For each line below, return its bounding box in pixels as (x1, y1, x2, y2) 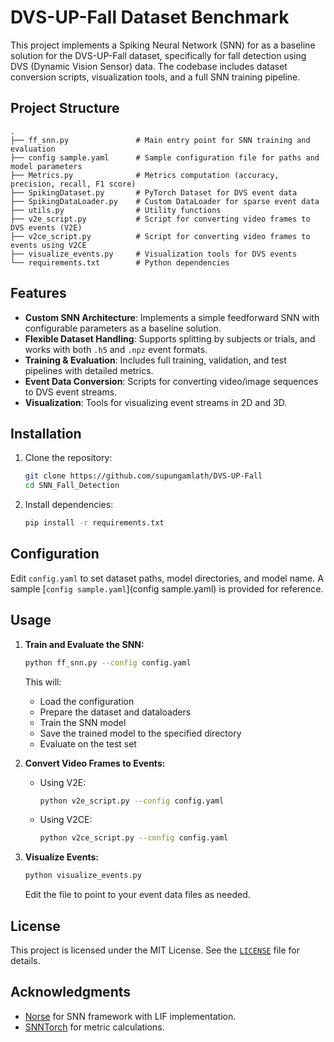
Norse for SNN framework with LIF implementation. (24, 1010, 237, 1022)
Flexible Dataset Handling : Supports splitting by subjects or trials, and (24, 332, 316, 345)
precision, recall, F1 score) (10, 179, 137, 189)
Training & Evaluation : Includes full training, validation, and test (24, 354, 287, 366)
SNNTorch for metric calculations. (24, 1021, 165, 1033)
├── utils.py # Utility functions (10, 205, 222, 215)
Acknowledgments (10, 984, 132, 1001)
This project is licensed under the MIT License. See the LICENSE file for (10, 944, 300, 956)
